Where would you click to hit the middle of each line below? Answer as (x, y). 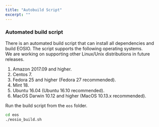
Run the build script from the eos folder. (46, 105)
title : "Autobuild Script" (34, 10)
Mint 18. (21, 85)
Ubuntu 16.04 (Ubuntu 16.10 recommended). (58, 90)
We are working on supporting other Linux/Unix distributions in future (78, 54)
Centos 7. (22, 74)
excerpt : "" (18, 15)
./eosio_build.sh (24, 119)
